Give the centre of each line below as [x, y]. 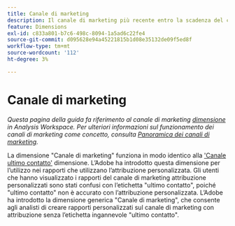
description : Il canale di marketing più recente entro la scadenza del [115, 20]
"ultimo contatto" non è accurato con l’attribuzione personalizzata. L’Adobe [115, 192]
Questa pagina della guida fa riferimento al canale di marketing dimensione [116, 119]
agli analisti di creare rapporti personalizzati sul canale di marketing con [111, 207]
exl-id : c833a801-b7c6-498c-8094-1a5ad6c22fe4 [76, 33]
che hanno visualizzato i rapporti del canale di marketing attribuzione [107, 177]
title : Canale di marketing [48, 14]
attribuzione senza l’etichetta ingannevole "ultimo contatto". [93, 215]
